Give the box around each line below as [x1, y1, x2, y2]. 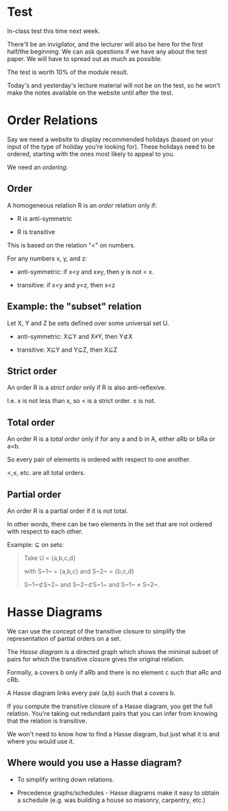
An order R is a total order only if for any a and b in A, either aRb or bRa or [7, 435, 216, 443]
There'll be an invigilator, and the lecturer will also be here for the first [7, 40, 203, 48]
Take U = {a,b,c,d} [23, 553, 76, 562]
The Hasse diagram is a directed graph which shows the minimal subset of [7, 647, 219, 655]
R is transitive [16, 228, 55, 236]
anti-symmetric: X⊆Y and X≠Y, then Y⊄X [16, 332, 133, 340]
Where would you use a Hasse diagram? [7, 757, 182, 768]
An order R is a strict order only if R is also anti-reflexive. [7, 383, 166, 391]
